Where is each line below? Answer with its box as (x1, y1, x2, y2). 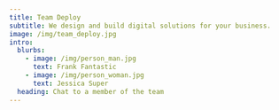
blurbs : (17, 46, 46, 55)
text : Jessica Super (32, 79, 109, 88)
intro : (9, 37, 34, 47)
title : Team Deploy (9, 12, 81, 22)
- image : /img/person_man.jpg (25, 54, 137, 63)
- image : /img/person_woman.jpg (25, 71, 144, 80)
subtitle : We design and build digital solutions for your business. (9, 21, 272, 30)
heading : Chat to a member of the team (17, 87, 165, 96)
